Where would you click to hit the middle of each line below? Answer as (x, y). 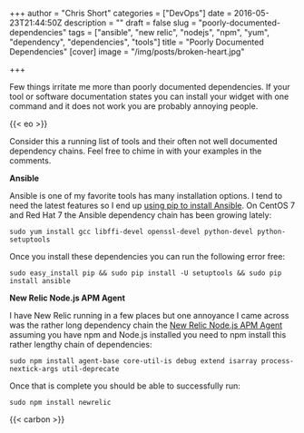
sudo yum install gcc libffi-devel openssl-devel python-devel (132, 231)
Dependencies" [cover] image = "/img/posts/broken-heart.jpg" (127, 52)
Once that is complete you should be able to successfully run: (125, 386)
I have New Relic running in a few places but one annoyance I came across (149, 315)
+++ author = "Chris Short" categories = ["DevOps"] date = (121, 13)
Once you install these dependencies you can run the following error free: (147, 256)
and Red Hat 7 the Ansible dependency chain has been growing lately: (141, 215)
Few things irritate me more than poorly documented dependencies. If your (150, 87)
